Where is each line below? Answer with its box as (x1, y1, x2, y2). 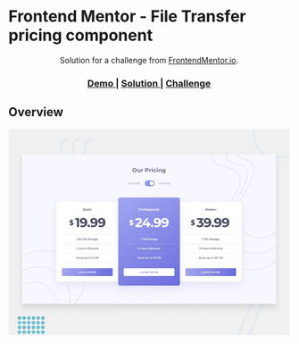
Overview (8, 105, 64, 120)
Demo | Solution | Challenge (87, 77, 212, 89)
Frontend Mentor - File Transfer (8, 6, 246, 27)
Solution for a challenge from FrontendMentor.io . (60, 55, 238, 65)
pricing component (8, 25, 154, 46)
